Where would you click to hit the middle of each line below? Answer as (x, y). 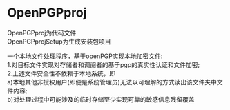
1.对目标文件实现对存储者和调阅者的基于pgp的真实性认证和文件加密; (104, 64)
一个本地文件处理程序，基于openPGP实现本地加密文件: (85, 56)
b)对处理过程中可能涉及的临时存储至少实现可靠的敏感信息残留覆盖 (101, 99)
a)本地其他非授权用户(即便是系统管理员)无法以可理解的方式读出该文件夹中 (112, 82)
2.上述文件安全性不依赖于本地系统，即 (61, 73)
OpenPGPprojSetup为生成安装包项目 (59, 41)
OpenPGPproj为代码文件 (42, 33)
